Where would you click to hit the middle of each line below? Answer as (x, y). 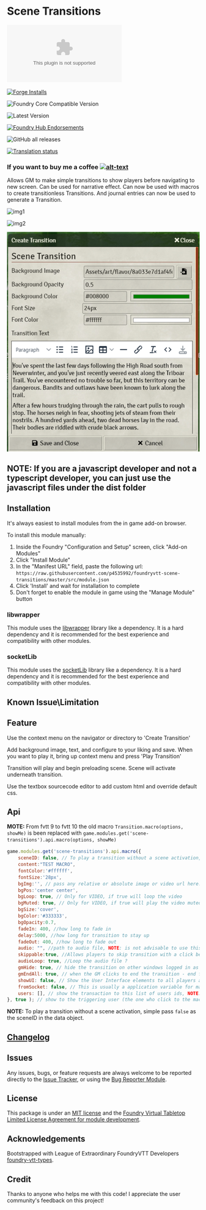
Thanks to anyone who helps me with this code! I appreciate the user (94, 1193)
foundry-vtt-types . (30, 1160)
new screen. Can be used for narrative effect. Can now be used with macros (103, 187)
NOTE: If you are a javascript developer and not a (102, 468)
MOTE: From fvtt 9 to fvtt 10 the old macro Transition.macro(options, (95, 827)
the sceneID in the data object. (46, 1018)
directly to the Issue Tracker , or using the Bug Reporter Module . (87, 1079)
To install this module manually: (46, 535)
